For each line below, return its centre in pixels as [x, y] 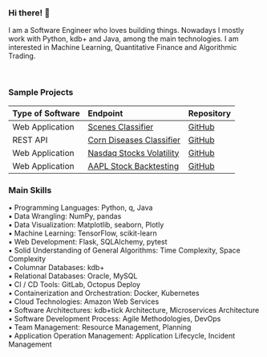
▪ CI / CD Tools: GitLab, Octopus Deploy [75, 284]
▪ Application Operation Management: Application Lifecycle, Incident [121, 335]
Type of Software [46, 113]
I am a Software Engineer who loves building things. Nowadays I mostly [126, 31]
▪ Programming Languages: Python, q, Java [81, 207]
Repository [209, 113]
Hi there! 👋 [29, 13]
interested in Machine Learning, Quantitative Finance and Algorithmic [123, 47]
